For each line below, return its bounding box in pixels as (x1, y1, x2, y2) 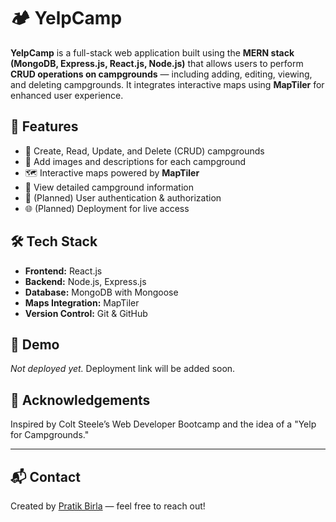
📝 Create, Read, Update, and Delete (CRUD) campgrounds (24, 145, 265, 157)
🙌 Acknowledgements (10, 391, 151, 409)
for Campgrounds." (10, 429, 90, 441)
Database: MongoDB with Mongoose (24, 286, 179, 298)
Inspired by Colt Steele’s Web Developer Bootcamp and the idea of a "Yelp (10, 418, 317, 430)
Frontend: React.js (24, 265, 103, 277)
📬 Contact (10, 468, 81, 485)
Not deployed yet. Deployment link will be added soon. (10, 363, 236, 375)
